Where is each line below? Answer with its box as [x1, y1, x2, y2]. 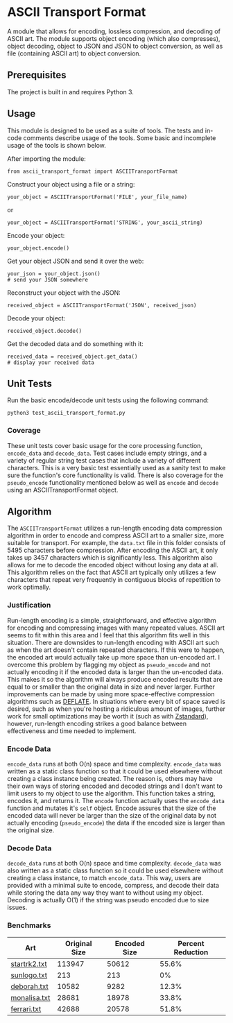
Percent [178, 938, 205, 948]
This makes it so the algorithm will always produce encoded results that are [7, 675, 223, 683]
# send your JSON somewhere [7, 276, 89, 283]
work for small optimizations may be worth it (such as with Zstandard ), [7, 712, 209, 720]
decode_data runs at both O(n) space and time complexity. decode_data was [7, 859, 222, 868]
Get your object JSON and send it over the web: [7, 257, 144, 265]
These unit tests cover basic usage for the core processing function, [7, 441, 203, 449]
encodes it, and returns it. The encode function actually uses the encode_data [7, 797, 225, 805]
